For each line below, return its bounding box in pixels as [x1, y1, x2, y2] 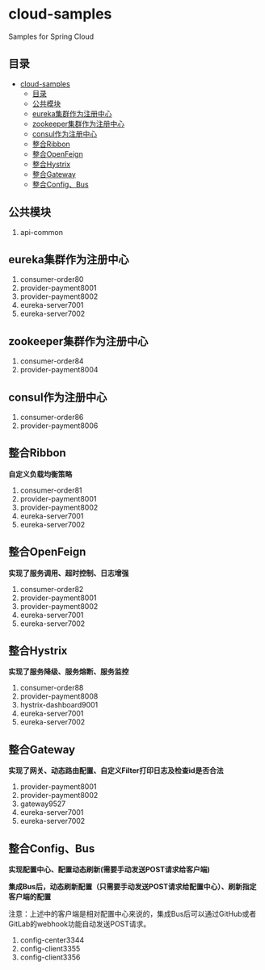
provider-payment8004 [19, 365, 99, 375]
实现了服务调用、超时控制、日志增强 [8, 568, 129, 577]
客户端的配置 [8, 892, 51, 901]
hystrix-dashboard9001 [19, 700, 99, 710]
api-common [19, 227, 63, 237]
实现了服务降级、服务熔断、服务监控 [8, 667, 129, 677]
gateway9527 [19, 799, 66, 808]
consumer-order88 [19, 683, 84, 693]
